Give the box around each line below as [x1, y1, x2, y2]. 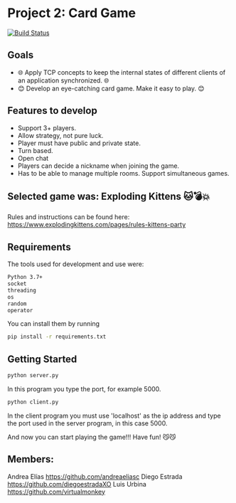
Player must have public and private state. [17, 139, 141, 147]
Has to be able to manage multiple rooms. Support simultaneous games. [17, 169, 230, 177]
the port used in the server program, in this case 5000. [7, 418, 168, 428]
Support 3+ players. [17, 123, 77, 132]
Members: [7, 453, 55, 465]
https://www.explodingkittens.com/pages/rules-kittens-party [7, 221, 186, 229]
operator [7, 307, 33, 314]
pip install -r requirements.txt [7, 333, 107, 341]
